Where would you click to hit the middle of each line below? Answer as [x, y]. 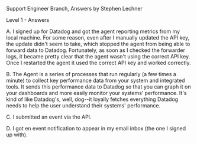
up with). [17, 135]
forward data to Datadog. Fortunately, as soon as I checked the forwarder [96, 50]
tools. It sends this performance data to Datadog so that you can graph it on [98, 87]
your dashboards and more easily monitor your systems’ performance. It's [96, 93]
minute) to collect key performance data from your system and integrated [96, 80]
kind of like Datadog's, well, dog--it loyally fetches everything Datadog [92, 99]
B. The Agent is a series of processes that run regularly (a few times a [91, 74]
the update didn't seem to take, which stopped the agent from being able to [98, 44]
